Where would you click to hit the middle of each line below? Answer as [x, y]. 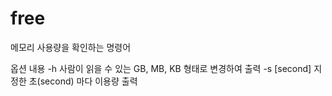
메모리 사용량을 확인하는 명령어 [71, 47]
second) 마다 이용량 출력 [88, 81]
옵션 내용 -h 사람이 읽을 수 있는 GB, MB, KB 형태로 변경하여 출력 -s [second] [161, 68]
